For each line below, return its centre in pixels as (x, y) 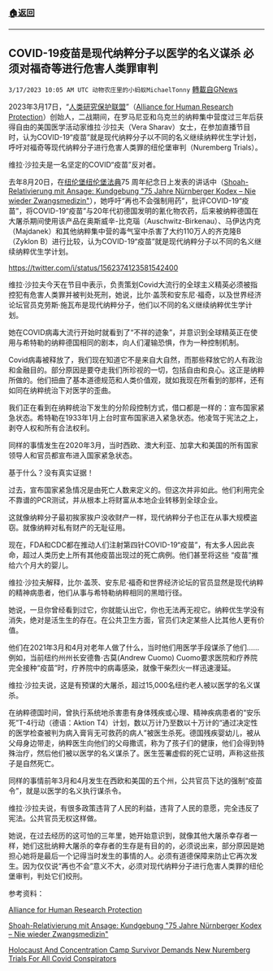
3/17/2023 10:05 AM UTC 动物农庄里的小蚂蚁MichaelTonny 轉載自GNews (123, 89)
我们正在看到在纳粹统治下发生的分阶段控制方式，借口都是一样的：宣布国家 (133, 407)
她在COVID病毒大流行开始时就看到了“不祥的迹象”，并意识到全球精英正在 (130, 333)
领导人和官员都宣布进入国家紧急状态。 (72, 455)
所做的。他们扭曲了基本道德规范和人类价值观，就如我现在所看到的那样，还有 (136, 381)
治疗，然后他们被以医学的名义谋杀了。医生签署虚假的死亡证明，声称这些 (136, 753)
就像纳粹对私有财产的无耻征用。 (76, 528)
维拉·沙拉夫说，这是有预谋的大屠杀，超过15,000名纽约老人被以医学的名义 (131, 686)
